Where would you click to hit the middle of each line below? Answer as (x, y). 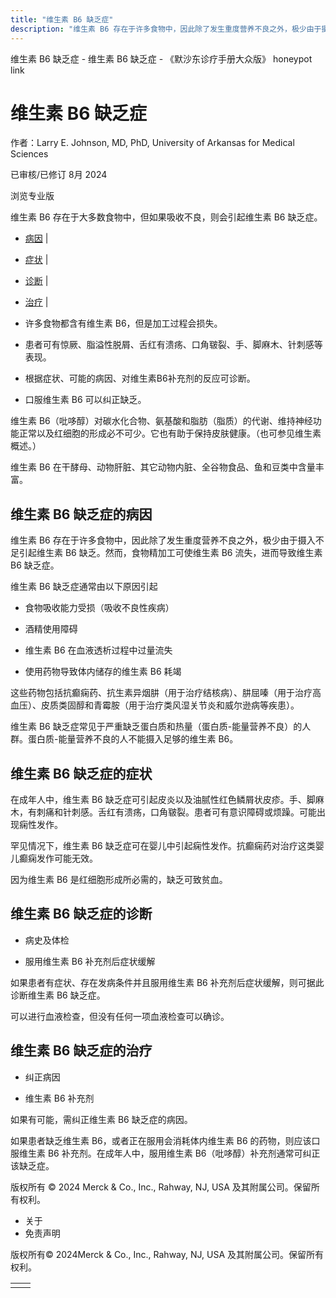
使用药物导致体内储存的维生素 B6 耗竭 (103, 672)
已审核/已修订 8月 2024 (59, 175)
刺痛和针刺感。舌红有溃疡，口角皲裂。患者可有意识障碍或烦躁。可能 (176, 812)
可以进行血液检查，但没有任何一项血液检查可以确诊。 (120, 1016)
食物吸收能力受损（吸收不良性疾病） (99, 608)
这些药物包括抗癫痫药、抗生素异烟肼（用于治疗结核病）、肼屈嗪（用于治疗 (161, 693)
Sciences (29, 154)
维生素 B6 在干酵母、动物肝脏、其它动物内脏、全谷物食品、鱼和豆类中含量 (163, 467)
